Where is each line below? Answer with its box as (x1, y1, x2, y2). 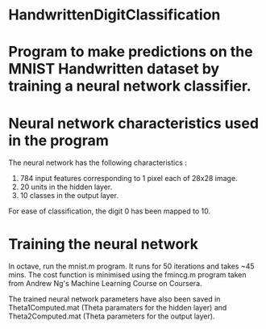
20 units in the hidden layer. (19, 182, 113, 192)
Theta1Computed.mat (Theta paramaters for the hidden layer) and (8, 303, 227, 313)
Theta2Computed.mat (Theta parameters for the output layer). (8, 311, 215, 321)
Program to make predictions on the (8, 43, 253, 61)
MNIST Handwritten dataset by (8, 60, 220, 78)
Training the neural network (8, 234, 199, 253)
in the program (8, 131, 109, 150)
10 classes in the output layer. (19, 191, 119, 200)
